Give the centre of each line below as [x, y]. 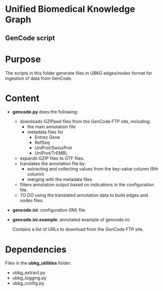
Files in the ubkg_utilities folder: [38, 263]
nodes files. [32, 201]
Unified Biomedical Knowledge [70, 9]
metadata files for [45, 132]
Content [22, 98]
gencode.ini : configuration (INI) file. [49, 210]
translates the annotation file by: [53, 164]
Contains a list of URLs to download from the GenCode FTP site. [78, 230]
